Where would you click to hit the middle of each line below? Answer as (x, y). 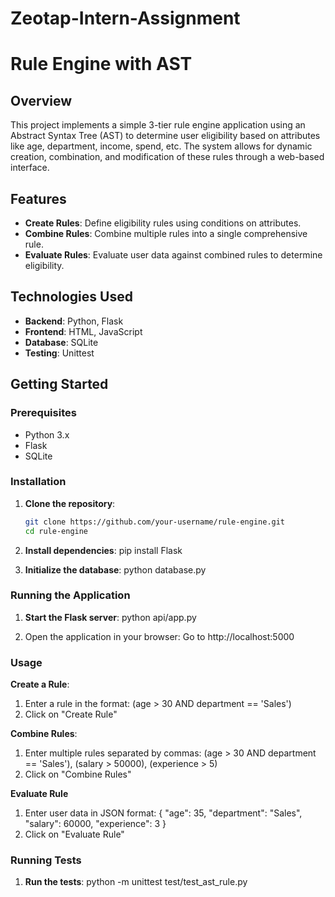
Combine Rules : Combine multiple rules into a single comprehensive (166, 233)
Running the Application (70, 595)
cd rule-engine (56, 531)
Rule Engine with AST (101, 64)
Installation (38, 482)
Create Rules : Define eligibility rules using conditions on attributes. (163, 223)
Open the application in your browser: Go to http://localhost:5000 (159, 636)
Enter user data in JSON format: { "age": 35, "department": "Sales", (163, 813)
